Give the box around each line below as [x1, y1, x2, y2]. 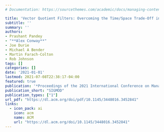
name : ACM [14, 115, 34, 120]
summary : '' [5, 25, 29, 30]
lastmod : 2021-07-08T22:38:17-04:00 [5, 75, 80, 80]
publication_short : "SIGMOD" [5, 88, 64, 93]
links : [5, 101, 19, 107]
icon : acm [14, 111, 34, 115]
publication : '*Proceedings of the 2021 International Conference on [5, 83, 150, 88]
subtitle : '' [5, 20, 32, 25]
